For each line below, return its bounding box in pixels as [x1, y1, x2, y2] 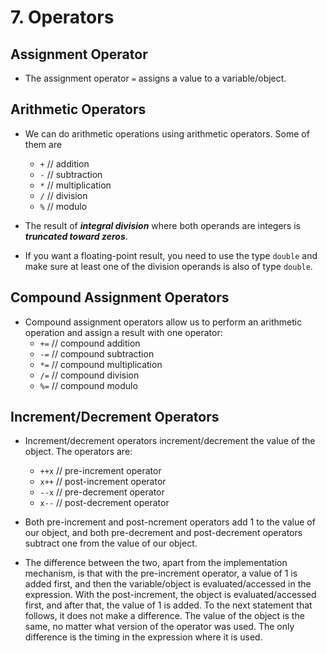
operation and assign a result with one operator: [24, 326, 223, 338]
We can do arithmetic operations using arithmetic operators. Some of [24, 127, 310, 140]
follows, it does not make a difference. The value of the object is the [24, 610, 305, 622]
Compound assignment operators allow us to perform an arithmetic [24, 316, 303, 328]
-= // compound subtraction [39, 347, 155, 360]
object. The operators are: [24, 446, 133, 458]
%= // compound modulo [39, 379, 138, 391]
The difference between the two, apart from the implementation [24, 557, 288, 569]
